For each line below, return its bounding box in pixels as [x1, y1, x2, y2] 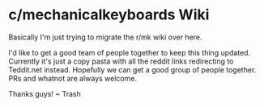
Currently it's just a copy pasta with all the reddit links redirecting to [8, 56, 234, 66]
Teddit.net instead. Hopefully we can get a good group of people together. [8, 64, 257, 74]
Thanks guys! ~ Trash [8, 88, 81, 98]
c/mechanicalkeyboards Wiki [8, 6, 210, 24]
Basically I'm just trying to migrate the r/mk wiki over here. [8, 32, 202, 42]
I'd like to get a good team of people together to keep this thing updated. [8, 47, 251, 57]
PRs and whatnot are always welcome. [8, 73, 138, 83]
